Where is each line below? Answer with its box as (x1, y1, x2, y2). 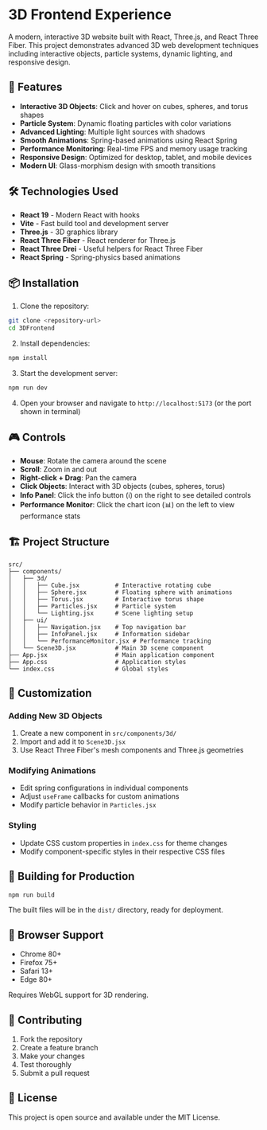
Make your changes (19, 1051, 85, 1061)
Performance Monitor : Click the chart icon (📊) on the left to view (19, 499, 235, 509)
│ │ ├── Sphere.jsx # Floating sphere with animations (8, 588, 233, 596)
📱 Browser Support (8, 928, 104, 941)
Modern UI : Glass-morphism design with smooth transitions (19, 161, 216, 170)
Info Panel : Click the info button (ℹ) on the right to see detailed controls (19, 490, 252, 499)
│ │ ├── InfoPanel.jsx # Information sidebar (8, 630, 191, 638)
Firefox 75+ (19, 958, 58, 968)
